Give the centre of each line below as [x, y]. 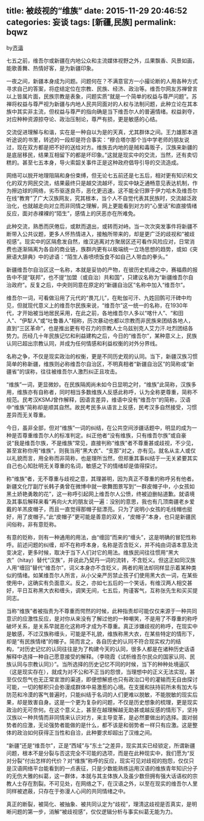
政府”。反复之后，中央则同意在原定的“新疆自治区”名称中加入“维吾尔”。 [100, 285]
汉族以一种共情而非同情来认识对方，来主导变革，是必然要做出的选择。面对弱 [102, 717]
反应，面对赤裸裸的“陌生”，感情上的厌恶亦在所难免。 [73, 213]
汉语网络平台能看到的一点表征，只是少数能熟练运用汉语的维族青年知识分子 [104, 768]
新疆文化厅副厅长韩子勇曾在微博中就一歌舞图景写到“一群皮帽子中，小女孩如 [101, 486]
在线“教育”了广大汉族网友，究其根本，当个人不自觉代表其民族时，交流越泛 [99, 198]
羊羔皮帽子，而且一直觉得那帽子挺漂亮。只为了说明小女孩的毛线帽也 [102, 509]
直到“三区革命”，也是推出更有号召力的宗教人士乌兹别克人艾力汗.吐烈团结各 [100, 328]
